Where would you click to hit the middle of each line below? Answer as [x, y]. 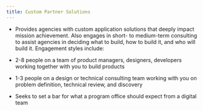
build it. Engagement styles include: [60, 48]
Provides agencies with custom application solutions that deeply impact [105, 29]
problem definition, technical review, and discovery [79, 84]
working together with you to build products [70, 66]
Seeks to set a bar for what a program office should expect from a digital [106, 96]
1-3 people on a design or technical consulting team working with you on [106, 78]
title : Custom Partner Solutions [48, 12]
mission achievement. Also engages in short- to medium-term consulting [106, 35]
